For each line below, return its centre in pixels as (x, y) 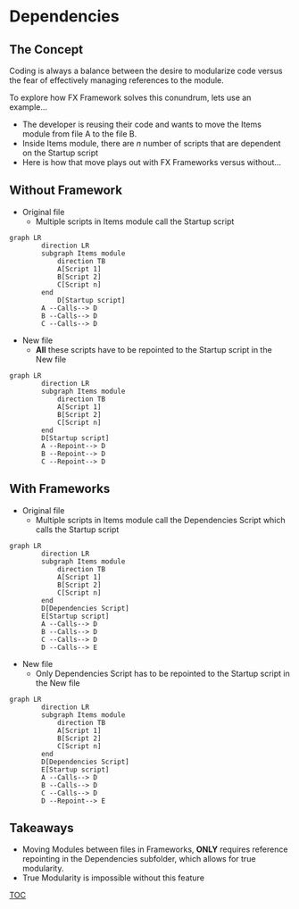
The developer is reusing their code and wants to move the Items (141, 124)
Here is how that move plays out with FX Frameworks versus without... (152, 162)
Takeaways (42, 828)
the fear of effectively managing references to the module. (117, 80)
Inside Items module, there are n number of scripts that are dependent (151, 143)
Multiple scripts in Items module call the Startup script (135, 221)
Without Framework (66, 191)
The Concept (46, 50)
